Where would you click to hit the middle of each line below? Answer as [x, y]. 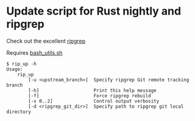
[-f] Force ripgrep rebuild [90, 95]
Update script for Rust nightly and [94, 11]
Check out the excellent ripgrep [46, 41]
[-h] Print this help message [92, 90]
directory [19, 112]
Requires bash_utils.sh [34, 52]
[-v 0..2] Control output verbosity [94, 101]
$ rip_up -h [21, 64]
